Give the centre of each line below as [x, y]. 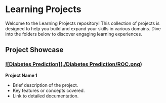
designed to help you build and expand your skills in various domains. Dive [83, 28]
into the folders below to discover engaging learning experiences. [74, 34]
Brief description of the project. [45, 85]
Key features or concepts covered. [49, 90]
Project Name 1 [22, 75]
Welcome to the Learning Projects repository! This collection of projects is [82, 23]
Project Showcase [34, 50]
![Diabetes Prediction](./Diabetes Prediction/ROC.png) [74, 64]
